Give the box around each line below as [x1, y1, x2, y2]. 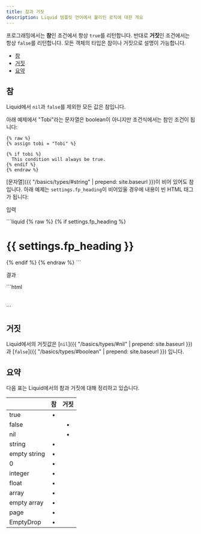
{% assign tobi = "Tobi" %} [6, 141, 77, 147]
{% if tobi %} [6, 151, 42, 157]
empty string [9, 450, 45, 458]
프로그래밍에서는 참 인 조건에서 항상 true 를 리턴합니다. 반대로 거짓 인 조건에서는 [6, 31, 190, 39]
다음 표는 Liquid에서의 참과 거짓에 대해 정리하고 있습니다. [6, 384, 140, 392]
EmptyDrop [9, 518, 41, 526]
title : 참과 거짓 [6, 8, 45, 15]
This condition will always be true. [11, 157, 106, 163]
